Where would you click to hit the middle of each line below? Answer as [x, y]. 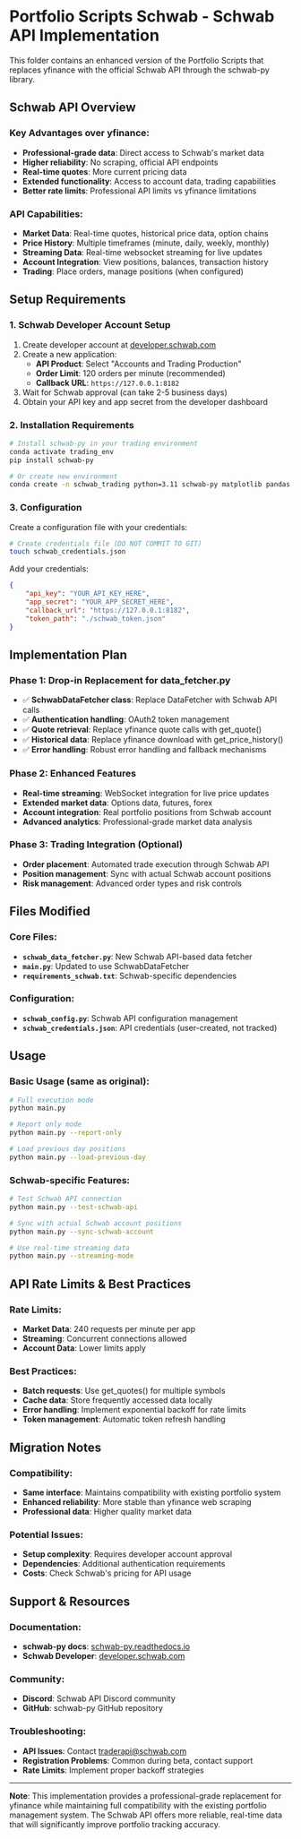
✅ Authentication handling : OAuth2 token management [126, 719]
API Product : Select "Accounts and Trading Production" [138, 364]
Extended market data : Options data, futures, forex [117, 803]
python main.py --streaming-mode [72, 1256]
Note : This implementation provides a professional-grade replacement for [146, 1796]
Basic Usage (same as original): [79, 1081]
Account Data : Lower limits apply [84, 1348]
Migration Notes [55, 1447]
